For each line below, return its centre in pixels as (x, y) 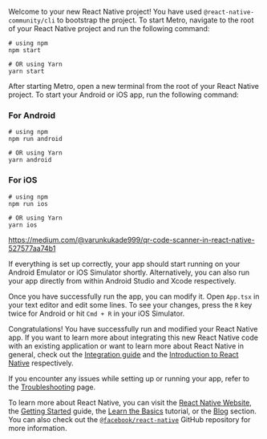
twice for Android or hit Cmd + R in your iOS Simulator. (97, 313)
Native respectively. (41, 363)
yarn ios (23, 225)
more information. (38, 428)
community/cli (32, 21)
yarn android (30, 160)
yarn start (26, 71)
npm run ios (28, 203)
